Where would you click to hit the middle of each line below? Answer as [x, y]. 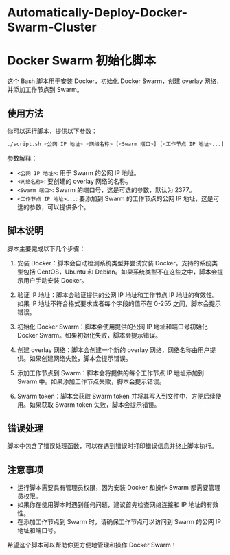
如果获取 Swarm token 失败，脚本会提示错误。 [95, 404]
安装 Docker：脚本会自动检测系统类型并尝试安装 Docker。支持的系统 [114, 263]
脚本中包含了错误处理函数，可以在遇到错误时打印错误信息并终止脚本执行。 [112, 446]
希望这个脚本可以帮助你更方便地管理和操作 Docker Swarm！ [92, 545]
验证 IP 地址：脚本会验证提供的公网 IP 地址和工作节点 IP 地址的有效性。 [117, 295]
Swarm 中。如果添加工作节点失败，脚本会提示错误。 [91, 381]
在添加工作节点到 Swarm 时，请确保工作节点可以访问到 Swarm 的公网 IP [119, 522]
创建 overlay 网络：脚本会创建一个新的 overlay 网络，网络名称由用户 [114, 350]
